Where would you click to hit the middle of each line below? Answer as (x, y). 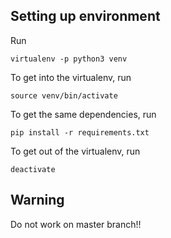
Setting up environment (85, 16)
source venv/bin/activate (64, 95)
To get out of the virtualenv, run (75, 151)
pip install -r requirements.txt (80, 132)
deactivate (33, 169)
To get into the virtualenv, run (71, 77)
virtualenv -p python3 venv (69, 59)
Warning (37, 200)
